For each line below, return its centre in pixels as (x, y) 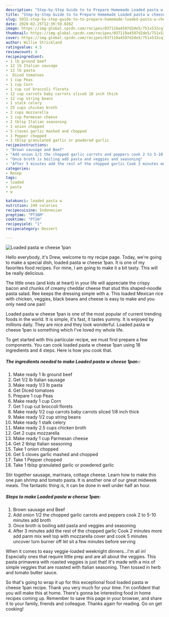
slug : (11, 19)
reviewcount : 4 (22, 52)
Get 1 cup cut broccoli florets (43, 406)
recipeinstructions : (27, 145)
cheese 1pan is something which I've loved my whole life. (65, 330)
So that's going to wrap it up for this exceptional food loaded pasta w (77, 582)
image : (13, 29)
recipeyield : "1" (24, 224)
